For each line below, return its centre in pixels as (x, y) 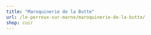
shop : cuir (20, 23)
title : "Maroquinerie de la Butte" (50, 12)
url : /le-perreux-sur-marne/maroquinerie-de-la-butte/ (76, 17)
